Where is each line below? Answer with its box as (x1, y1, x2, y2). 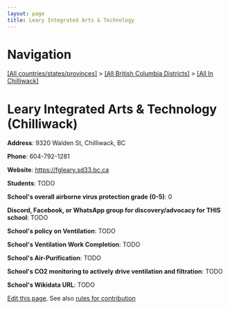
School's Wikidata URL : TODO (7, 281, 96, 289)
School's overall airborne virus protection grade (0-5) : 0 (7, 192, 172, 201)
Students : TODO (7, 179, 55, 187)
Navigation (7, 47, 71, 62)
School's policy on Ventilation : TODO (7, 227, 116, 235)
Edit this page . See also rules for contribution (7, 294, 136, 303)
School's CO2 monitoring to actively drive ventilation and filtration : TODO (7, 267, 223, 276)
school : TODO (7, 213, 48, 222)
